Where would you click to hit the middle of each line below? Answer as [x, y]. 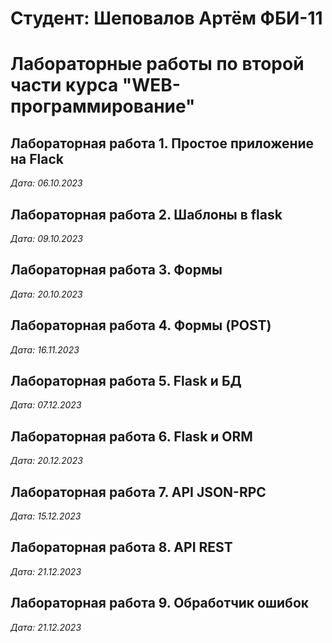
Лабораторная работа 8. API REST [121, 547]
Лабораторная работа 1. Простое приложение [162, 143]
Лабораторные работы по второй [157, 64]
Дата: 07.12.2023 [46, 405]
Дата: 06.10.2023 [46, 183]
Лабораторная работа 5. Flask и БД [126, 381]
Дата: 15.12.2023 [46, 516]
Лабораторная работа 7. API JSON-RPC [138, 492]
